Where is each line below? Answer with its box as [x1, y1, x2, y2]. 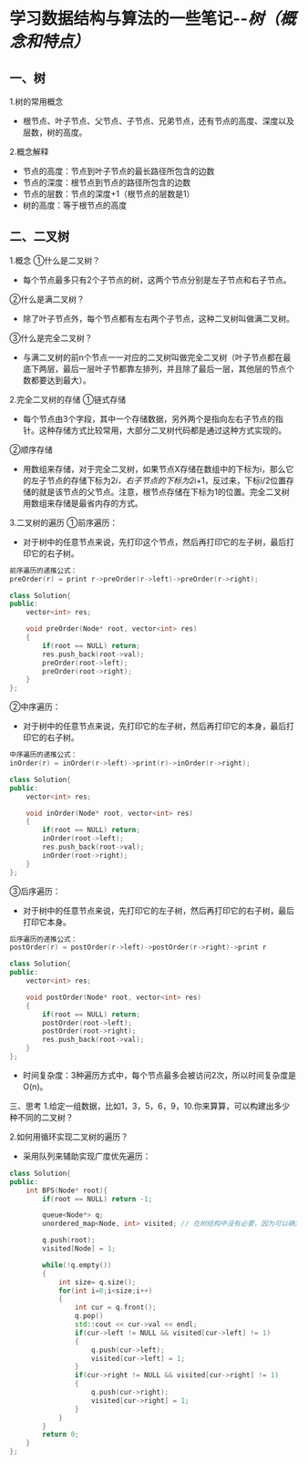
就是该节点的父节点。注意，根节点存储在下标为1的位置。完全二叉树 [38, 486, 290, 497]
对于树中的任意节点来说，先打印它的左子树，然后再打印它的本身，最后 [22, 721, 287, 732]
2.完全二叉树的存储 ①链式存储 [9, 394, 126, 405]
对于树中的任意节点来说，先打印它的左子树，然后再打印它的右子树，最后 [22, 904, 294, 916]
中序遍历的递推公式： [9, 750, 77, 759]
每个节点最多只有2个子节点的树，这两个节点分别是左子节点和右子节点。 [22, 274, 292, 285]
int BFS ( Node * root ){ [26, 1186, 108, 1195]
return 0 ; [42, 1430, 79, 1439]
